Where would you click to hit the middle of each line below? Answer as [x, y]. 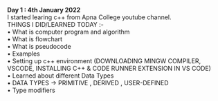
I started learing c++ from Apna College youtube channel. [89, 17]
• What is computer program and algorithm [69, 32]
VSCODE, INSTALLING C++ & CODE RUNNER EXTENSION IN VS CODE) [109, 68]
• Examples [24, 54]
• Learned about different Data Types [61, 76]
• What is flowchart [35, 39]
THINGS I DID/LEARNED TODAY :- [55, 24]
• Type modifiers [31, 90]
